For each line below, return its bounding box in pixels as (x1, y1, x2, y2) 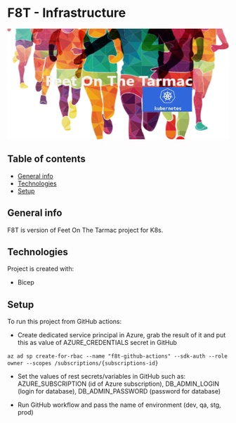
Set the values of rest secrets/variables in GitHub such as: (17, 372, 186, 381)
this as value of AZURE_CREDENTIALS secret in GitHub (17, 339, 178, 347)
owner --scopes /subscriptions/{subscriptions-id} (7, 360, 159, 367)
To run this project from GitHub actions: (7, 318, 122, 326)
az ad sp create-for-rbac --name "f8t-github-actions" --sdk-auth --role (7, 353, 228, 360)
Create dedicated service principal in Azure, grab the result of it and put (17, 331, 226, 339)
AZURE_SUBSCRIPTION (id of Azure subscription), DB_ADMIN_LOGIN (17, 379, 220, 388)
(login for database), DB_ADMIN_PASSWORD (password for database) (17, 387, 221, 396)
